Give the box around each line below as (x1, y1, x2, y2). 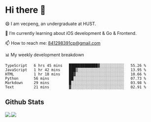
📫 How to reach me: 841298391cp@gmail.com (5, 40, 101, 46)
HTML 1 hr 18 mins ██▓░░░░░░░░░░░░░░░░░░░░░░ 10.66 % (5, 71, 147, 77)
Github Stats (5, 98, 44, 106)
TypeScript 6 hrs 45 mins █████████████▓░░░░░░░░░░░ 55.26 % (5, 63, 147, 68)
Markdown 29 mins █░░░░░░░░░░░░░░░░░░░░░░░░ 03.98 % (5, 80, 147, 85)
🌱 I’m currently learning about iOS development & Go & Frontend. (5, 30, 137, 36)
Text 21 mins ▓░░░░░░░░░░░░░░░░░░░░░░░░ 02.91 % (5, 85, 147, 90)
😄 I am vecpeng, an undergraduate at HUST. (5, 21, 96, 27)
